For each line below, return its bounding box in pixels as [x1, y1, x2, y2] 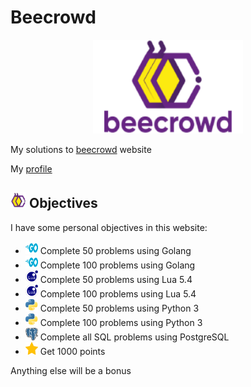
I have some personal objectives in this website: [10, 221, 208, 233]
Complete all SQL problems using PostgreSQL [39, 331, 230, 343]
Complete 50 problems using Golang [39, 244, 192, 256]
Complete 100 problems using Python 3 [39, 316, 203, 328]
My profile [10, 162, 53, 175]
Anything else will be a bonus [10, 364, 132, 376]
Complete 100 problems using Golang [39, 259, 196, 271]
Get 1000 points [39, 345, 106, 357]
